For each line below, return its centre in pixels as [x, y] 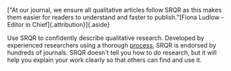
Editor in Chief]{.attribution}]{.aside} [59, 24]
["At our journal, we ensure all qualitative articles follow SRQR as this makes [114, 10]
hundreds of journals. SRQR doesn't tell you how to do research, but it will [112, 52]
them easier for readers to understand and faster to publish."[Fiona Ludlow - [115, 17]
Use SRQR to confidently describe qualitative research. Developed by [106, 38]
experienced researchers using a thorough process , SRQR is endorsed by [112, 45]
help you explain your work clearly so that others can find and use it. [104, 60]
